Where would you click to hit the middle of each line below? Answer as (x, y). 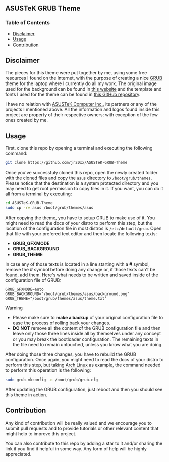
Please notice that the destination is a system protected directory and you (82, 183)
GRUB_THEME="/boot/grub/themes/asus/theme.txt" (56, 298)
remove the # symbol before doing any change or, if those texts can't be (80, 269)
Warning (14, 308)
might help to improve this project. (41, 433)
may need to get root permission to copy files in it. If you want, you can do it (84, 189)
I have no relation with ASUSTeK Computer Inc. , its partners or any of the (81, 104)
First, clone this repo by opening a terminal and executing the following (79, 148)
